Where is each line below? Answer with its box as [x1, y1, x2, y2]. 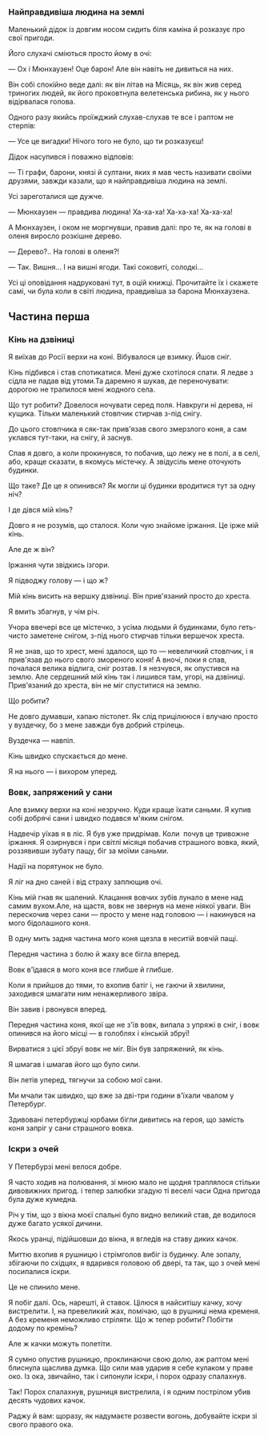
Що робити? [8, 696, 50, 705]
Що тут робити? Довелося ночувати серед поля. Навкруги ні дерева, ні [8, 400, 254, 409]
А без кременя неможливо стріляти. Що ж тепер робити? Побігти [8, 1314, 234, 1324]
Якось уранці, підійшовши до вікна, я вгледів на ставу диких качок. [8, 1234, 238, 1244]
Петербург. [8, 1099, 46, 1109]
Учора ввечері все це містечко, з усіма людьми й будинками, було [8, 622, 238, 631]
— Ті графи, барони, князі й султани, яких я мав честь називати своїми [8, 168, 252, 177]
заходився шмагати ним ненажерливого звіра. [8, 989, 169, 999]
